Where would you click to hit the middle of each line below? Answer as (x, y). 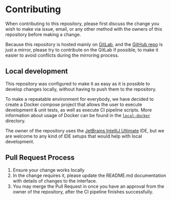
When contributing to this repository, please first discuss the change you (82, 24)
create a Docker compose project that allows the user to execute (74, 104)
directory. (15, 121)
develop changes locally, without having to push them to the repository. (81, 89)
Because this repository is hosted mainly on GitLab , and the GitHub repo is (84, 44)
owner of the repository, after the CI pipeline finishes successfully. (83, 192)
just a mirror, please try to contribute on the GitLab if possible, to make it (82, 50)
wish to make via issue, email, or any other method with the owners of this (84, 29)
